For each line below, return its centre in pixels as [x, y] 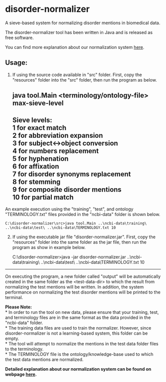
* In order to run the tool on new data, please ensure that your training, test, [82, 312]
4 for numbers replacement [55, 151]
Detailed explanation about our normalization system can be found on [78, 369]
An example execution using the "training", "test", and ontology [69, 209]
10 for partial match [43, 197]
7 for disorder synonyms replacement [71, 174]
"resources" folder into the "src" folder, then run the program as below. [84, 80]
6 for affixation [36, 166]
